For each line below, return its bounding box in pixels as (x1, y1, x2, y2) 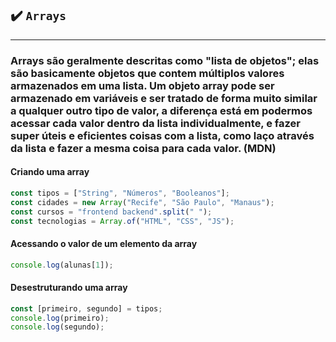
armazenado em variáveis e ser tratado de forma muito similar (10, 91, 318, 105)
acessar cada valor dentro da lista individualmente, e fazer (10, 116, 301, 130)
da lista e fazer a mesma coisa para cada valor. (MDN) (10, 141, 277, 155)
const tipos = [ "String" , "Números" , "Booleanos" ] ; (10, 188, 230, 198)
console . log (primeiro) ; (10, 313, 110, 323)
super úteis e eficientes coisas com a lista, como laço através (10, 128, 315, 142)
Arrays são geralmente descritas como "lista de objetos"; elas (10, 53, 320, 67)
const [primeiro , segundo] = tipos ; (10, 303, 163, 314)
